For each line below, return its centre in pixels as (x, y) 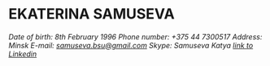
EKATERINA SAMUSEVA (91, 14)
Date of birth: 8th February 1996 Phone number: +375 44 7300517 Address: (135, 36)
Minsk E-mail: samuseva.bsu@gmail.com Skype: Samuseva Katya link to (131, 45)
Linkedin (23, 54)
